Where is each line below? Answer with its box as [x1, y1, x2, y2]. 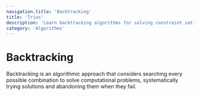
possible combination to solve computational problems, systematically [6, 76, 179, 84]
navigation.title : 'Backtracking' [6, 8, 92, 15]
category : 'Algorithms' [6, 25, 65, 31]
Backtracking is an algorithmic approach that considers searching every [6, 71, 183, 78]
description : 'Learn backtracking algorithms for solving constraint [6, 20, 183, 25]
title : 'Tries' [6, 14, 44, 20]
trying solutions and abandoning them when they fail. [6, 83, 137, 90]
